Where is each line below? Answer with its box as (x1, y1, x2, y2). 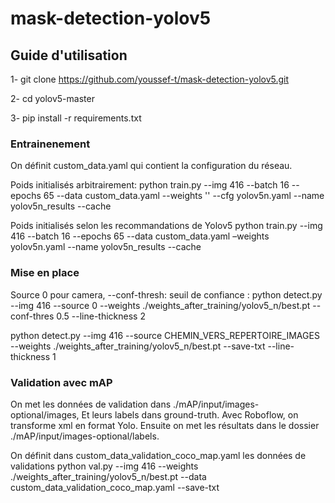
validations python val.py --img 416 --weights (10, 460, 199, 472)
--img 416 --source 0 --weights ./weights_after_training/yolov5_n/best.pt (10, 299, 311, 311)
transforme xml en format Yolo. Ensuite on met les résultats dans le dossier (10, 419, 320, 431)
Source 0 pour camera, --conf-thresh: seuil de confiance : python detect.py (10, 288, 323, 301)
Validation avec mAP (10, 375, 113, 389)
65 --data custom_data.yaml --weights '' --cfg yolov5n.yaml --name (43, 190, 325, 202)
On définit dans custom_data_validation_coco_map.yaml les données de (10, 449, 307, 461)
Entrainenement (10, 137, 91, 151)
